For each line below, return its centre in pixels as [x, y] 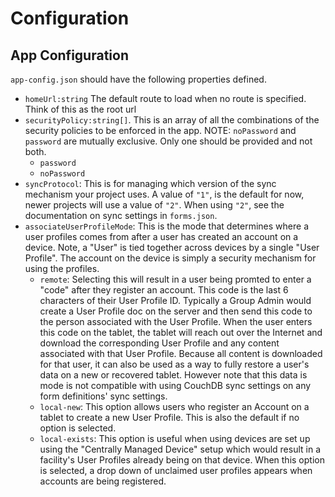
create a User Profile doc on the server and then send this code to [176, 311]
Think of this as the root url [80, 109]
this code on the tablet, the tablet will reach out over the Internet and [181, 332]
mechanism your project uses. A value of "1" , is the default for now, [164, 194]
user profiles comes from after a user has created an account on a [161, 236]
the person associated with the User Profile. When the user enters [176, 321]
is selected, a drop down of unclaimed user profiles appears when [176, 470]
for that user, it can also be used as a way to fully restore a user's [174, 364]
